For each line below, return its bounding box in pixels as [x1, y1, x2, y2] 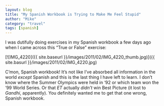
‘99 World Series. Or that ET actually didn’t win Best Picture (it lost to [5, 85, 146, 91]
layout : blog [5, 7, 32, 12]
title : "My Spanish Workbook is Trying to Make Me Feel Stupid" [5, 12, 141, 17]
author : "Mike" [5, 16, 37, 21]
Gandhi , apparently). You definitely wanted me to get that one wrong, [5, 90, 147, 96]
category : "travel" [5, 21, 46, 26]
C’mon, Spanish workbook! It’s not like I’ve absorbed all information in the [5, 69, 156, 75]
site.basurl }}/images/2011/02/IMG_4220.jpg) [5, 59, 97, 65]
